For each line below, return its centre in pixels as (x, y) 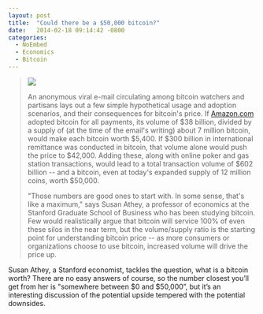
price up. (42, 254)
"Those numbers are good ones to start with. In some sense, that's (136, 196)
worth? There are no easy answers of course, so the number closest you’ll (129, 278)
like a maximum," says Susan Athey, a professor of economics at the (138, 204)
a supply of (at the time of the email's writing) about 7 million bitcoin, (139, 130)
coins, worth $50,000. (63, 180)
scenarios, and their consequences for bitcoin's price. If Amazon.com (141, 113)
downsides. (27, 303)
